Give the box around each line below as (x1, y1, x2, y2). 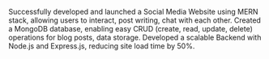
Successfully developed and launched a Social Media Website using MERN (8, 7, 258, 16)
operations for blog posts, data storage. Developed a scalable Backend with (8, 32, 262, 42)
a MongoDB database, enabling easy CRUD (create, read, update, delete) (8, 24, 253, 33)
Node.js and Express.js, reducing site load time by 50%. (8, 41, 195, 51)
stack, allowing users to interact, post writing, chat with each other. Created (8, 15, 262, 25)
